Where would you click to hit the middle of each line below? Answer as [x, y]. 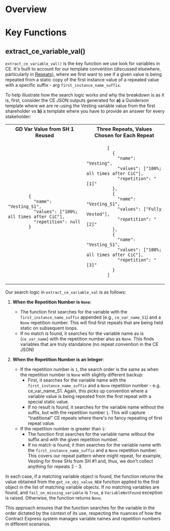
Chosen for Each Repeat [124, 136]
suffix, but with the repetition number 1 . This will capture [87, 413]
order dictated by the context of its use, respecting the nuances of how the [83, 513]
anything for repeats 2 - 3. [55, 466]
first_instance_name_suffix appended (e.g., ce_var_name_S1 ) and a [90, 317]
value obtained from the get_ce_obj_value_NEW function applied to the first [82, 482]
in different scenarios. [28, 524]
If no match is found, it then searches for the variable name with [94, 445]
